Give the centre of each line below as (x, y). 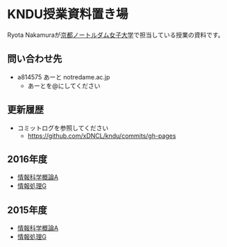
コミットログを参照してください (63, 128)
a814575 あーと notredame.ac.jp (64, 77)
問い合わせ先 (35, 59)
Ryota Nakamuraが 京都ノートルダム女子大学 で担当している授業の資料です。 (116, 35)
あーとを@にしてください (64, 86)
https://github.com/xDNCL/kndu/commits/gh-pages (102, 136)
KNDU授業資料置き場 (68, 14)
